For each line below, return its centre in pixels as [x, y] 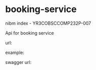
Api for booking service [30, 33]
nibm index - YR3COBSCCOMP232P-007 [48, 23]
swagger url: [18, 62]
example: [15, 52]
